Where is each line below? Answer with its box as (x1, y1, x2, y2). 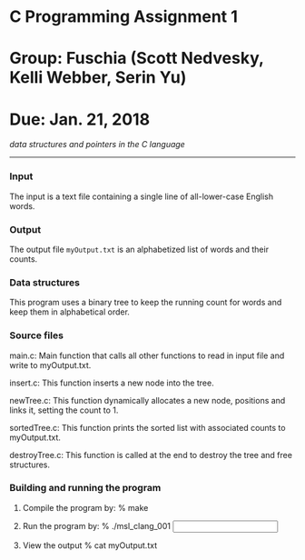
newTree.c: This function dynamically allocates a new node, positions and (9, 395, 286, 405)
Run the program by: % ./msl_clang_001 (22, 520, 171, 531)
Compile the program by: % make (22, 502, 149, 513)
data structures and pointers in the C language (9, 139, 186, 150)
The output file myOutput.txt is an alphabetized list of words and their (9, 244, 270, 255)
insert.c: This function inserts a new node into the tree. (9, 377, 215, 388)
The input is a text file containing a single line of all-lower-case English (9, 191, 274, 202)
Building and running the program (9, 482, 162, 495)
